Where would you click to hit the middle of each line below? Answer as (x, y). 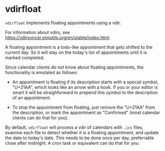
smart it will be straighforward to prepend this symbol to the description (85, 92)
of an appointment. (32, 98)
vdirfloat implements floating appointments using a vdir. (63, 23)
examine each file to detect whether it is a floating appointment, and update (82, 132)
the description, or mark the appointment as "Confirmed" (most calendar (86, 113)
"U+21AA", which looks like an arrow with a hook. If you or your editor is (85, 87)
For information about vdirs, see (37, 32)
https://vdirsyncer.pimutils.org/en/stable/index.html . (58, 38)
